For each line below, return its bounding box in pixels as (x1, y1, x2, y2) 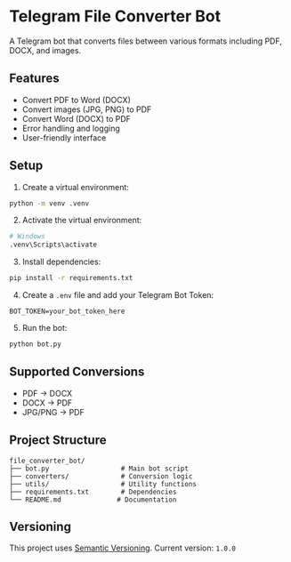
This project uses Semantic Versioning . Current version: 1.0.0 (9, 542, 236, 553)
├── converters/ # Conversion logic (9, 471, 193, 481)
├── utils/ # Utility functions (9, 479, 198, 488)
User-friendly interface (21, 132, 107, 143)
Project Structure (9, 433, 107, 448)
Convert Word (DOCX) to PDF (21, 113, 132, 124)
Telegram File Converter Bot (9, 6, 221, 27)
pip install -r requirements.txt (9, 274, 133, 283)
